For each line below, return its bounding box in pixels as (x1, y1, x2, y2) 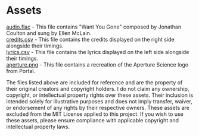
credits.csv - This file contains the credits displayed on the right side (6, 36, 175, 43)
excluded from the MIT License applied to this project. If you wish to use (6, 110, 184, 118)
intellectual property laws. (6, 123, 70, 130)
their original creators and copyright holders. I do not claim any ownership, (6, 85, 189, 92)
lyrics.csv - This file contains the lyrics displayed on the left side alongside (6, 48, 189, 55)
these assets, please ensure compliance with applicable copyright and (6, 116, 179, 124)
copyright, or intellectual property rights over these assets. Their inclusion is (6, 91, 194, 99)
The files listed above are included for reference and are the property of (6, 78, 183, 86)
